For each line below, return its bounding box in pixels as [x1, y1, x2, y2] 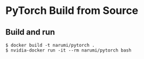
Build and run [5, 27, 55, 37]
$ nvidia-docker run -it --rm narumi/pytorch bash [5, 47, 132, 53]
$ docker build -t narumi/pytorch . [5, 42, 95, 48]
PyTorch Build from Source [5, 4, 139, 17]
